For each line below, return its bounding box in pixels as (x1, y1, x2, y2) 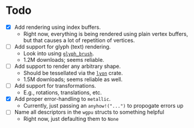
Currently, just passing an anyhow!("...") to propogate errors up (23, 102, 184, 109)
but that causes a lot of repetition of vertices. (23, 37, 135, 44)
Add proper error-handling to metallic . (14, 96, 111, 103)
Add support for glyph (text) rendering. (14, 43, 111, 50)
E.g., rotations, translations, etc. (23, 89, 102, 96)
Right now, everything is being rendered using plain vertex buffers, (23, 31, 189, 37)
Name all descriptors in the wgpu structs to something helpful (14, 109, 165, 116)
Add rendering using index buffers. (14, 23, 101, 31)
